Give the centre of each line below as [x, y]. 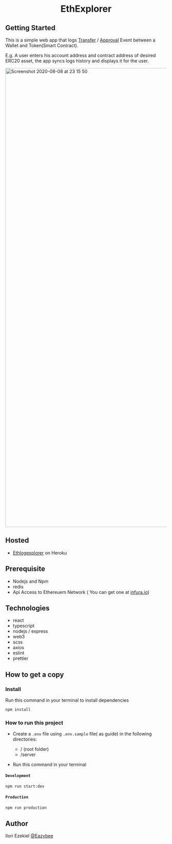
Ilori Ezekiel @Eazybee [29, 836]
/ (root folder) [35, 749]
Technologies [28, 608]
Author [17, 823]
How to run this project [34, 723]
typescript [24, 626]
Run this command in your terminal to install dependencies [67, 700]
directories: [25, 739]
